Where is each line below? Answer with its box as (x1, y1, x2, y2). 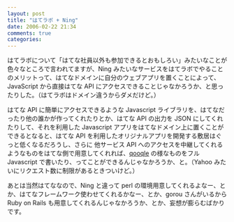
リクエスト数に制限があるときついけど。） (19, 166, 139, 175)
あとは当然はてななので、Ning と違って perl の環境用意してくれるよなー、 (7, 182, 220, 190)
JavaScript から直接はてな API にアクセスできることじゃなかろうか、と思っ (7, 82, 224, 90)
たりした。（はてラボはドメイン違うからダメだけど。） (7, 91, 160, 100)
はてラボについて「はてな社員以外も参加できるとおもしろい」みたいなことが (7, 56, 228, 65)
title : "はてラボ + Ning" (7, 17, 79, 24)
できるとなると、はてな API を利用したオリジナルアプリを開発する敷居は (7, 132, 216, 140)
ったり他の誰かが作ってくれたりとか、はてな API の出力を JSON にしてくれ (7, 114, 224, 122)
